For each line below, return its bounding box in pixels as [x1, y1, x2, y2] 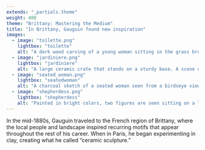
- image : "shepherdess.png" [12, 89, 84, 95]
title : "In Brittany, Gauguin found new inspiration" [6, 26, 146, 32]
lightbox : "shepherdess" [17, 94, 81, 100]
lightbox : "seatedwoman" [17, 77, 81, 83]
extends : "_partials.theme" [6, 9, 78, 15]
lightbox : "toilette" [17, 43, 72, 50]
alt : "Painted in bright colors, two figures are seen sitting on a [17, 100, 195, 106]
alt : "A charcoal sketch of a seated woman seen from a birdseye [17, 83, 187, 89]
